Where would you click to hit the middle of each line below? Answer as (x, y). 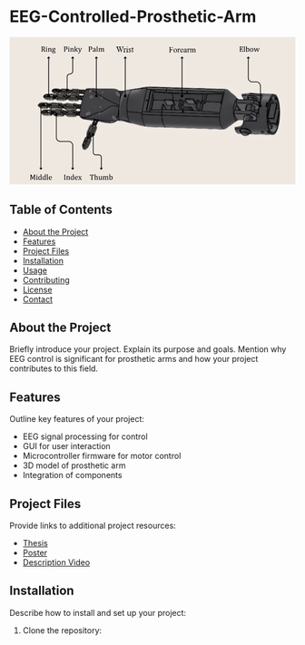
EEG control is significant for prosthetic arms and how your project (134, 359)
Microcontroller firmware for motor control (102, 456)
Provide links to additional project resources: (93, 525)
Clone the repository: (62, 630)
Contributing (46, 279)
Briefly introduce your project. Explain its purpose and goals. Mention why (148, 349)
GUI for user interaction (66, 446)
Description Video (56, 562)
